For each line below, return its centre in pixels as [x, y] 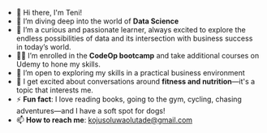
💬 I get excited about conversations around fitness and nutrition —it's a [136, 82]
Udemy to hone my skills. [58, 64]
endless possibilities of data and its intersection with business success [134, 38]
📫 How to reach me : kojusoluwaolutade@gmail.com [104, 120]
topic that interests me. [54, 90]
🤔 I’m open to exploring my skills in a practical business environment [130, 73]
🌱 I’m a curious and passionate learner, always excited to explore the [131, 30]
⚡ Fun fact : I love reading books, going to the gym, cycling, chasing [129, 99]
